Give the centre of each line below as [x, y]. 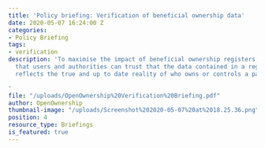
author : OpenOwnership [45, 103]
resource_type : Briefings [50, 125]
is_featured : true [38, 132]
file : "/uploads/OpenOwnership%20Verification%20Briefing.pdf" [114, 95]
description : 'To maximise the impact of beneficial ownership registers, [134, 60]
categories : [28, 30]
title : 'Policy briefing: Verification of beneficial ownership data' [127, 15]
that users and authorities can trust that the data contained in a [130, 67]
